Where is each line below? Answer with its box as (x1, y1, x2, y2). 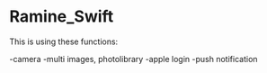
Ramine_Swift (9, 6, 114, 27)
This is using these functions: (9, 36, 119, 47)
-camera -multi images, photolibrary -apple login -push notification (9, 53, 258, 64)
